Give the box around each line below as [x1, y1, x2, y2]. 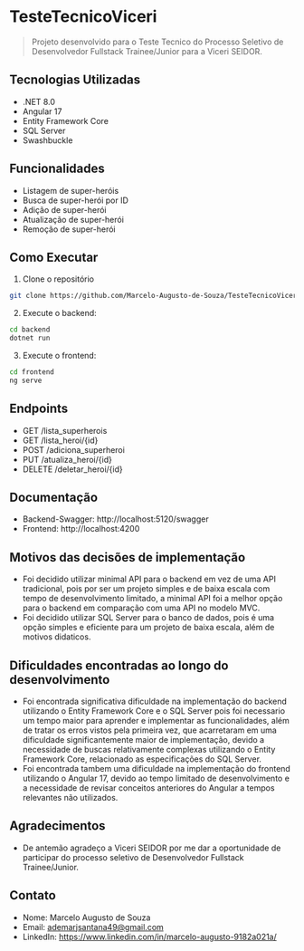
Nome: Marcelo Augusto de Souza [22, 912, 151, 923]
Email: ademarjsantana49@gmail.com [22, 921, 165, 932]
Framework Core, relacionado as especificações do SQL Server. [22, 754, 262, 764]
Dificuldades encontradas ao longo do [9, 658, 229, 673]
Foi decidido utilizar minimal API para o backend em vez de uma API [22, 573, 276, 585]
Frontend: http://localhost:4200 [22, 524, 140, 534]
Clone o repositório [22, 274, 95, 284]
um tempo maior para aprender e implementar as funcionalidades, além [22, 716, 290, 725]
